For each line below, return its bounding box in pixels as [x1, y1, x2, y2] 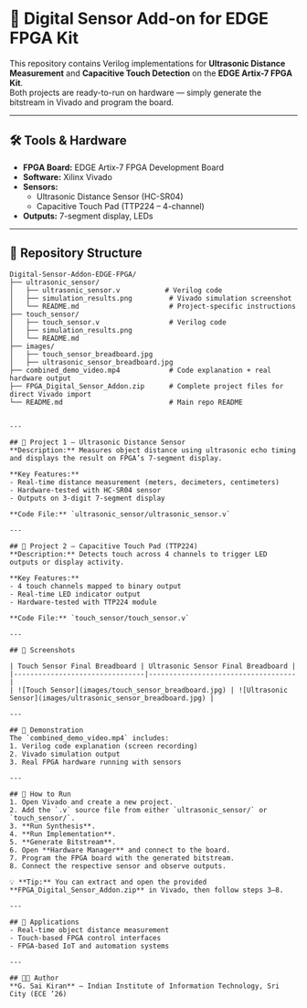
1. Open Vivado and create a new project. [9, 797, 174, 807]
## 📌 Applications [9, 918, 79, 927]
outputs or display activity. [9, 557, 125, 567]
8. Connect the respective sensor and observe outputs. [9, 861, 227, 871]
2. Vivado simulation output [9, 749, 121, 759]
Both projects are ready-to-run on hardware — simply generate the [9, 87, 262, 98]
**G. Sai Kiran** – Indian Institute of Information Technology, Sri [9, 981, 281, 991]
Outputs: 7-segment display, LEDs [22, 210, 153, 221]
